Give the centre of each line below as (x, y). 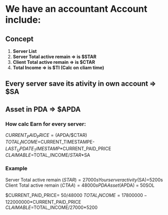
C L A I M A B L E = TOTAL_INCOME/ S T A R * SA (48, 155)
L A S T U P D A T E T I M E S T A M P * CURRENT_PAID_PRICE (58, 149)
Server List (25, 51)
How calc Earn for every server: (46, 124)
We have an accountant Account (76, 9)
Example (16, 169)
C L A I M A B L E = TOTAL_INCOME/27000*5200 (51, 207)
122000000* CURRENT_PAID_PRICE (43, 202)
